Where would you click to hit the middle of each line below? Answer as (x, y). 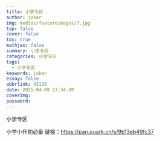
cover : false (23, 34)
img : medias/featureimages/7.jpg (48, 23)
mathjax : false (25, 46)
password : (19, 101)
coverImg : (19, 95)
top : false (20, 28)
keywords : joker (27, 73)
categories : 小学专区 (32, 56)
